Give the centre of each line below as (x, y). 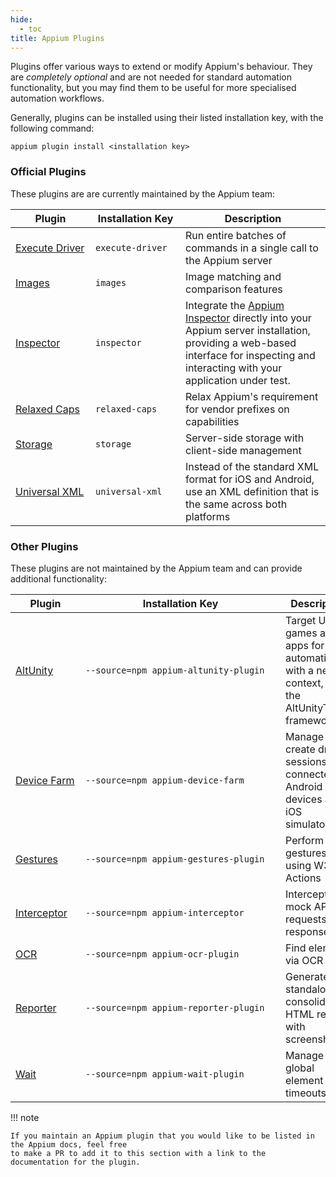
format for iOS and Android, (250, 479)
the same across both (236, 504)
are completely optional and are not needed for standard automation (151, 77)
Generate (307, 976)
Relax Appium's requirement (252, 396)
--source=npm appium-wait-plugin (165, 1074)
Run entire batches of (236, 235)
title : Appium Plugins (57, 38)
